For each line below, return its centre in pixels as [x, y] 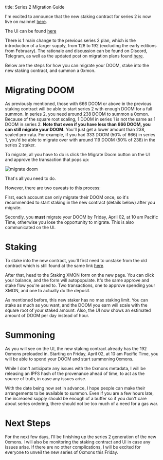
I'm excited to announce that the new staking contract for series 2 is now [78, 16]
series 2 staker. [20, 145]
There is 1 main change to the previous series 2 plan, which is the [71, 40]
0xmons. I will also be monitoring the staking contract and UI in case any [78, 442]
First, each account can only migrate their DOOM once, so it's [67, 197]
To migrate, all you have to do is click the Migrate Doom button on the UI [77, 154]
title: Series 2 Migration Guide [35, 7]
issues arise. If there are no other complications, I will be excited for [73, 447]
